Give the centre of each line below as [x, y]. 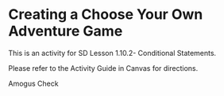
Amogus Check [33, 83]
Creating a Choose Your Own [106, 15]
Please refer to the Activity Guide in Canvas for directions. [103, 68]
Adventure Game [66, 31]
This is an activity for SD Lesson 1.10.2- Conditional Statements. [112, 53]
